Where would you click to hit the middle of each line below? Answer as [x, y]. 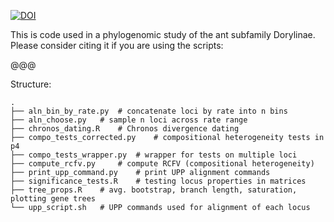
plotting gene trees [53, 199]
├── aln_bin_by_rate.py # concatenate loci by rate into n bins [149, 111]
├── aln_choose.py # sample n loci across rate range [129, 120]
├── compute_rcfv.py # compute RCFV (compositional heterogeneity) [162, 164]
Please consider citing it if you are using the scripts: [117, 45]
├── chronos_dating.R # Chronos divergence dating [125, 129]
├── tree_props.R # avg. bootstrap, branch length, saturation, [154, 190]
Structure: [31, 84]
